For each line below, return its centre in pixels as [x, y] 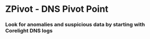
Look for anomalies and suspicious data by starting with [75, 25]
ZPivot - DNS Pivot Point [57, 9]
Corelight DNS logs [29, 31]
